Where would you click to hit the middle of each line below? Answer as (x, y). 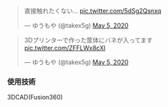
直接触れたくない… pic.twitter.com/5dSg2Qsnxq (93, 11)
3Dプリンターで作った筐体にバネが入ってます (88, 40)
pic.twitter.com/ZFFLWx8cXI (65, 48)
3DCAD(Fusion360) (35, 97)
